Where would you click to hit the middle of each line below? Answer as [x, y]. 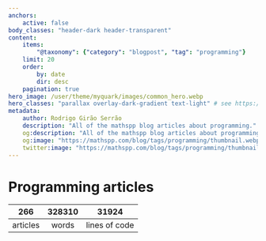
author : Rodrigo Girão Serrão [72, 119]
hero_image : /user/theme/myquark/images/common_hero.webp [106, 96]
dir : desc [53, 81]
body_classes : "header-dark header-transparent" [90, 30]
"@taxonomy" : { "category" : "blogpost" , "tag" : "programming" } [141, 52]
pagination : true [51, 89]
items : [33, 45]
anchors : [23, 15]
